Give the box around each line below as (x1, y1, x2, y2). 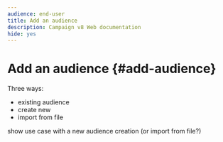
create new (17, 106, 51, 114)
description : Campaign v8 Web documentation (7, 23, 141, 31)
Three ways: (7, 84, 44, 93)
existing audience (17, 98, 70, 106)
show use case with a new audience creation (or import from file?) (7, 127, 202, 136)
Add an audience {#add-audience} (7, 61, 217, 77)
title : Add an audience (7, 17, 78, 24)
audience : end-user (7, 10, 65, 18)
